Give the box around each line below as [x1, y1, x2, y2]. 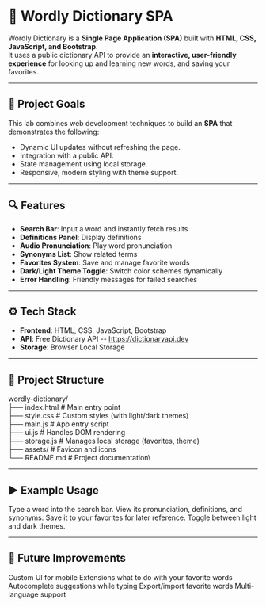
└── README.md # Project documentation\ [8, 453, 151, 463]
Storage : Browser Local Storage [19, 342, 125, 352]
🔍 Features [8, 199, 66, 212]
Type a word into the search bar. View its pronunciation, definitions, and [8, 505, 243, 513]
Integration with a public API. [19, 151, 114, 160]
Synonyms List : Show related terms [19, 249, 138, 258]
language [8, 590, 39, 599]
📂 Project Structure [8, 372, 104, 387]
